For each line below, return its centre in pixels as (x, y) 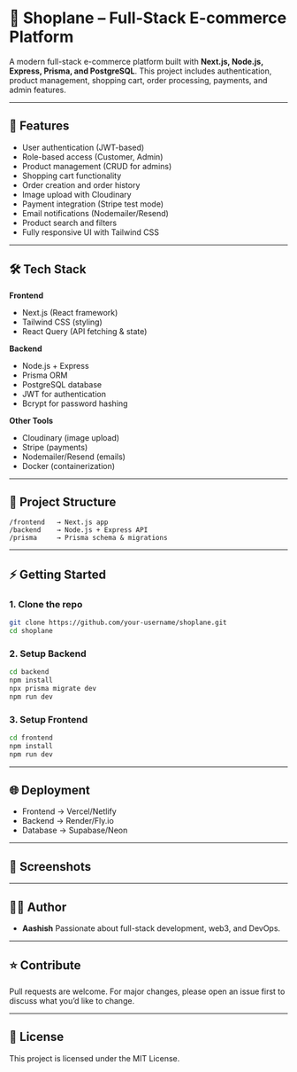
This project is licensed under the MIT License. (95, 1058)
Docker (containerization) (69, 466)
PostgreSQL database (62, 384)
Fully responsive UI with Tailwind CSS (91, 232)
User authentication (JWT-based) (83, 147)
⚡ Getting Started (57, 574)
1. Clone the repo (46, 604)
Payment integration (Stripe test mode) (93, 204)
